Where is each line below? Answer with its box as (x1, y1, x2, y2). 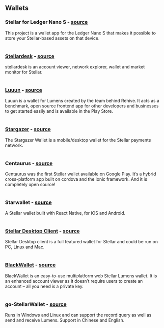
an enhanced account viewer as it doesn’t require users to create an (5, 278, 143, 284)
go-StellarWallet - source (5, 300, 67, 307)
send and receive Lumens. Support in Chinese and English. (5, 317, 125, 323)
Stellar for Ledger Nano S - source (5, 19, 88, 26)
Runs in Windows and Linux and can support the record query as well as (5, 312, 152, 318)
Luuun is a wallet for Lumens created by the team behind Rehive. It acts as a (5, 98, 160, 104)
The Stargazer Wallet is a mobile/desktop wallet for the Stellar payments (5, 137, 151, 143)
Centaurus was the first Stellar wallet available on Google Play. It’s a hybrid (5, 171, 156, 177)
